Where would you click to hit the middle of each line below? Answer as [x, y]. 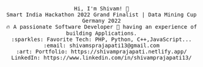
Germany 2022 [102, 21]
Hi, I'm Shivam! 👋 [102, 9]
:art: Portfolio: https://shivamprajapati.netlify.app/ [102, 51]
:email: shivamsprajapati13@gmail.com [102, 45]
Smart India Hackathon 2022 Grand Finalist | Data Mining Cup [102, 15]
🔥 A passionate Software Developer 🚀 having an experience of [102, 27]
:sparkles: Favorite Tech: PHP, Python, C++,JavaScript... [101, 39]
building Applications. [102, 33]
